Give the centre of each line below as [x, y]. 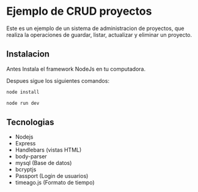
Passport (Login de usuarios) [52, 176]
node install [23, 92]
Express [25, 144]
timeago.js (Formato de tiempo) [55, 183]
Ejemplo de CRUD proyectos [79, 11]
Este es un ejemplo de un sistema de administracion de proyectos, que [95, 28]
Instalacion [28, 54]
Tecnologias [30, 122]
